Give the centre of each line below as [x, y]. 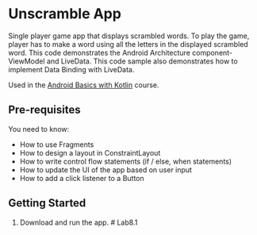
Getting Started [47, 203]
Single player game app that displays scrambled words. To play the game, [129, 36]
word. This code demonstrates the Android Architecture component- [120, 52]
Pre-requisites [44, 110]
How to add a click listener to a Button [82, 178]
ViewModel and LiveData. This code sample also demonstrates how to [123, 61]
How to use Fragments [57, 144]
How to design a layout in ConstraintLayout [90, 152]
